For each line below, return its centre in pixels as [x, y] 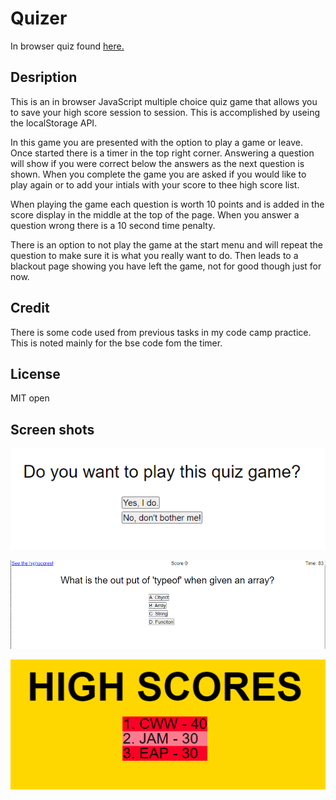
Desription [44, 77]
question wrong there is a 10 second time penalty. [113, 225]
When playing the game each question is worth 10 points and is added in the [167, 204]
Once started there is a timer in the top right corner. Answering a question [162, 153]
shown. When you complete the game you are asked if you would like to [158, 174]
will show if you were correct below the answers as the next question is [157, 163]
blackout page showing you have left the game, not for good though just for [166, 266]
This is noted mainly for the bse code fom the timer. [116, 343]
